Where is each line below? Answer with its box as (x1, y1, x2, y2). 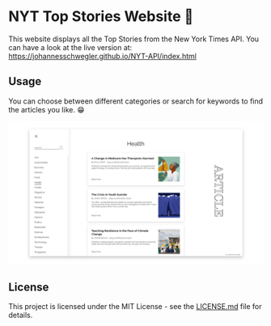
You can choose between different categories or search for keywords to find (8, 96, 264, 106)
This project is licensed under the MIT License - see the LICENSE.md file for (8, 302, 262, 311)
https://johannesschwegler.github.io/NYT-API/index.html (8, 51, 197, 61)
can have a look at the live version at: (8, 42, 133, 52)
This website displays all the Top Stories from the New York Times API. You (8, 34, 260, 44)
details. (8, 311, 33, 320)
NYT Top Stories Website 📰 (8, 7, 194, 26)
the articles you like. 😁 (8, 104, 85, 114)
